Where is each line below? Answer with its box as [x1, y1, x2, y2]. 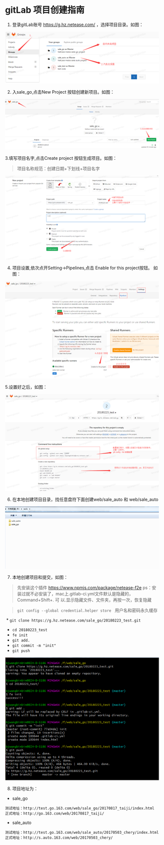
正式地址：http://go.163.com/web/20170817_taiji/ [5, 811, 104, 816]
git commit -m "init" [12, 643, 56, 648]
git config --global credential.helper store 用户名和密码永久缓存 [17, 607, 158, 613]
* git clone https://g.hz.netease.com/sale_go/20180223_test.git [6, 617, 141, 623]
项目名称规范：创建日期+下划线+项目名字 [17, 166, 100, 172]
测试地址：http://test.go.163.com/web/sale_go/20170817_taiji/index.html [5, 806, 155, 811]
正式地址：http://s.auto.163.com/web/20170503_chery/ [5, 835, 113, 841]
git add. [12, 638, 30, 643]
